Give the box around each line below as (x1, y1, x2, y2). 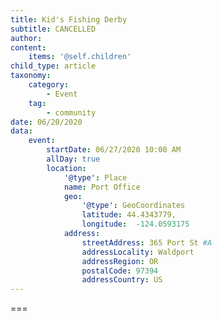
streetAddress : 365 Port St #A (81, 237, 213, 248)
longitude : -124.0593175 (81, 219, 190, 230)
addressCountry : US (81, 275, 163, 285)
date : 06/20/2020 (10, 117, 83, 127)
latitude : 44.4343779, (81, 210, 177, 220)
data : (10, 126, 33, 136)
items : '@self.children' (28, 52, 132, 62)
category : (28, 80, 70, 90)
